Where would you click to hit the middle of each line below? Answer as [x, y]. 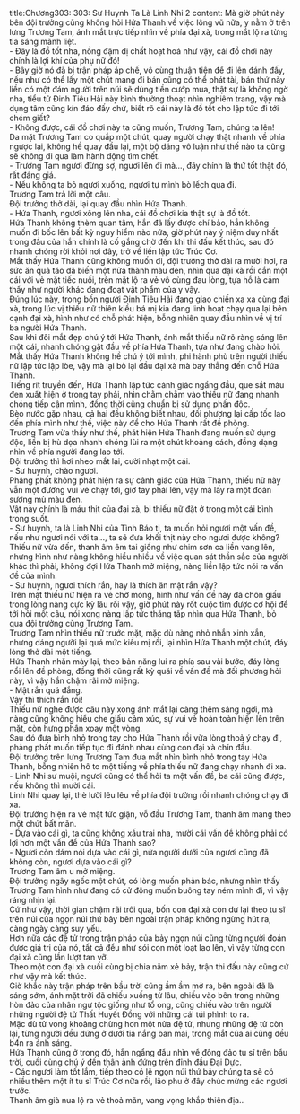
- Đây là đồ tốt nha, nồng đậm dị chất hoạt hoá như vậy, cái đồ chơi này [141, 51]
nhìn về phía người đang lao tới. [67, 452]
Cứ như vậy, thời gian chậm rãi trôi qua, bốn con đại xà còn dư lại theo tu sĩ [147, 909]
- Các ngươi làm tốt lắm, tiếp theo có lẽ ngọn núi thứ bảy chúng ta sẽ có [141, 1071]
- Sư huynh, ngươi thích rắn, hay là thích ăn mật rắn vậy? [113, 585]
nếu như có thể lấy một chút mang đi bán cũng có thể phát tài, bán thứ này [147, 79]
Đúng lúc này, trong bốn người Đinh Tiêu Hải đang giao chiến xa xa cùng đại [150, 299]
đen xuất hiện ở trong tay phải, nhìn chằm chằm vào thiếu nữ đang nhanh [144, 395]
